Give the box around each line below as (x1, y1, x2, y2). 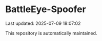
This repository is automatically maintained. (5, 30, 97, 36)
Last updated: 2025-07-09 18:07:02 (5, 20, 81, 26)
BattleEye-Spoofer (5, 4, 86, 15)
